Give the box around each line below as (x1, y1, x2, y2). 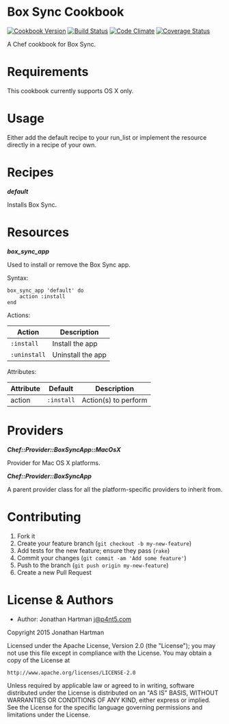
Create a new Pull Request (16, 568, 92, 576)
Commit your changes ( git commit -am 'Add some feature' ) (16, 553, 187, 562)
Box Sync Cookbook (7, 4, 124, 20)
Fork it (16, 532, 36, 540)
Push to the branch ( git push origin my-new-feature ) (16, 561, 169, 569)
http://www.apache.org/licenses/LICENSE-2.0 (7, 669, 136, 676)
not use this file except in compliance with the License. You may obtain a (7, 649, 212, 657)
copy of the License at (7, 656, 70, 664)
